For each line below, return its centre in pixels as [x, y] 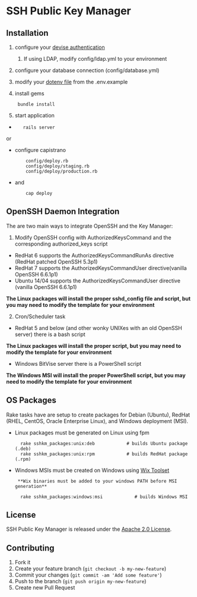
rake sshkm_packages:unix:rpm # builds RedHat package [104, 454]
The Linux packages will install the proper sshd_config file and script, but [99, 298]
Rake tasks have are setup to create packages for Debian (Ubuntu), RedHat [98, 415]
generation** [31, 486]
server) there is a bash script [50, 334]
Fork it [23, 562]
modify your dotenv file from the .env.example [71, 82]
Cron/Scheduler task [40, 316]
